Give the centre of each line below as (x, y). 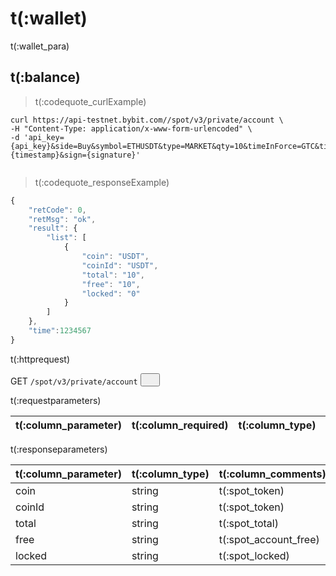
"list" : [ (66, 238)
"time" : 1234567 (60, 331)
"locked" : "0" (111, 293)
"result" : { (53, 228)
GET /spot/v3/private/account (74, 381)
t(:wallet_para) (40, 46)
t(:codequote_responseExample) (102, 182)
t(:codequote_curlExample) (90, 101)
